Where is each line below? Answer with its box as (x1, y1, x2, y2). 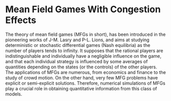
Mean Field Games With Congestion (5, 4, 161, 15)
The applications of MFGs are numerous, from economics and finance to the (5, 69, 166, 75)
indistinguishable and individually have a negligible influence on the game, (5, 53, 162, 59)
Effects (5, 14, 37, 26)
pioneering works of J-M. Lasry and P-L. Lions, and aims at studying (5, 37, 150, 43)
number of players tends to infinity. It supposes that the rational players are (5, 47, 163, 54)
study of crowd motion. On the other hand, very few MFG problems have (5, 74, 158, 81)
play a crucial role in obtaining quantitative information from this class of (5, 85, 157, 91)
